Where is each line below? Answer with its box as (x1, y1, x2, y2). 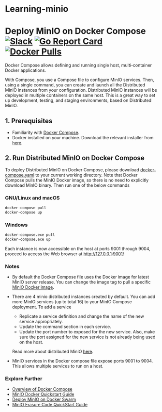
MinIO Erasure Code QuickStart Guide (12, 402, 88, 408)
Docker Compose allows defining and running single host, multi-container (5, 62, 152, 68)
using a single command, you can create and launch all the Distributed (5, 82, 146, 88)
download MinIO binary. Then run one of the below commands (5, 182, 130, 188)
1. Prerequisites (5, 116, 53, 125)
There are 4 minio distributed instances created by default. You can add (12, 294, 156, 299)
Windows (5, 221, 28, 228)
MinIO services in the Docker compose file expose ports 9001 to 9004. (12, 358, 153, 364)
